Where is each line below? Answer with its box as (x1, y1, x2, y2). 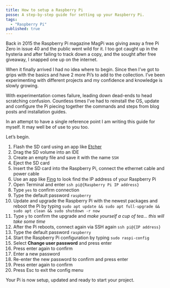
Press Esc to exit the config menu (13, 267, 84, 273)
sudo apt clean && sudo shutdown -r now (13, 209, 100, 214)
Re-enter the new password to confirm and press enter (13, 256, 128, 263)
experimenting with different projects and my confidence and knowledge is (6, 77, 163, 83)
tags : (6, 17, 17, 22)
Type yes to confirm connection (13, 187, 80, 193)
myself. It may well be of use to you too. (6, 124, 89, 130)
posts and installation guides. (6, 109, 67, 115)
